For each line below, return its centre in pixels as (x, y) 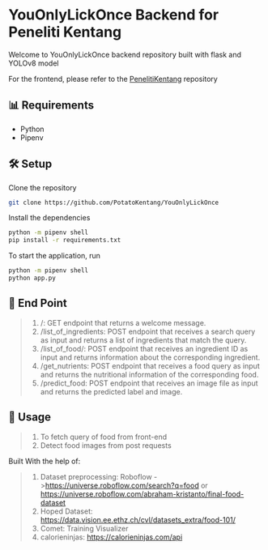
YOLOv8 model (34, 63)
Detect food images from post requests (106, 445)
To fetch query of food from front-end (104, 437)
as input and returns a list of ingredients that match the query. (143, 340)
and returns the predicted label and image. (111, 391)
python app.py (32, 278)
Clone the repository (43, 187)
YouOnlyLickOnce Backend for (114, 15)
